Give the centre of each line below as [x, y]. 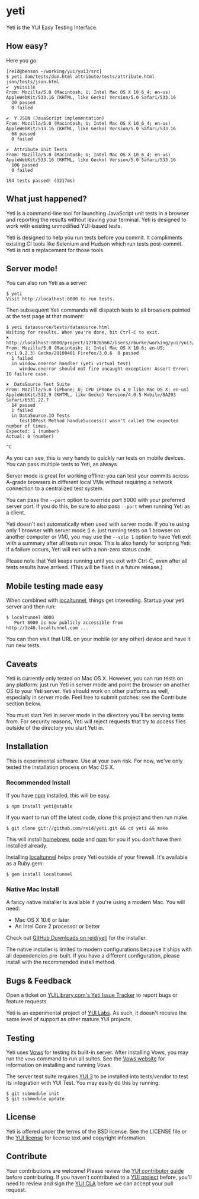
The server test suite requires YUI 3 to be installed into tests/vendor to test [97, 1076]
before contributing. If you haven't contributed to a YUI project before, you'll [99, 1177]
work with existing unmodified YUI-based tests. [64, 226]
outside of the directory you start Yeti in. [55, 728]
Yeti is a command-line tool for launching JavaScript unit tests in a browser [98, 213]
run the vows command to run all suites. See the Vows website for [86, 1059]
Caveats [22, 664]
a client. [16, 513]
